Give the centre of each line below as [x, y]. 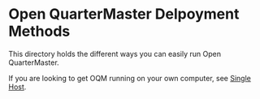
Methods [39, 31]
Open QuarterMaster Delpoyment [124, 14]
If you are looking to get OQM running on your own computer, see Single [130, 78]
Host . [17, 87]
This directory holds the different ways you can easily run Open [115, 54]
